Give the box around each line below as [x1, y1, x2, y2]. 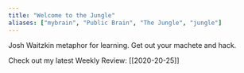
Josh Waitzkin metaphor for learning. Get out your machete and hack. [8, 40, 237, 49]
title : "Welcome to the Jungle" [8, 11, 115, 20]
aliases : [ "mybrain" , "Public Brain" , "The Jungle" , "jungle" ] [8, 19, 223, 27]
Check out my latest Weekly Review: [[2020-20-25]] [8, 56, 180, 65]
